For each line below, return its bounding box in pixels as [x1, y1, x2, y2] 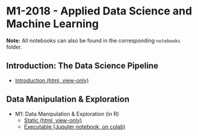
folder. [6, 43, 22, 51]
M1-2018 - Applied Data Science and [6, 4, 193, 18]
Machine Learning [6, 17, 99, 31]
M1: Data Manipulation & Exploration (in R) [14, 110, 119, 117]
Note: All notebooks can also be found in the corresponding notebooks [6, 37, 181, 44]
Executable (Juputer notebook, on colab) [23, 123, 126, 130]
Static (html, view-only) [23, 116, 82, 124]
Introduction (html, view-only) [14, 76, 89, 84]
